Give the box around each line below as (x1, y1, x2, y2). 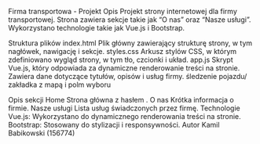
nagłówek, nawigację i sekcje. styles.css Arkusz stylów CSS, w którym (8, 47, 237, 56)
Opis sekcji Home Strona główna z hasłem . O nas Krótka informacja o (8, 95, 234, 104)
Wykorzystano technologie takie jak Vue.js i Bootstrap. (8, 23, 185, 32)
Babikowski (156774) (8, 128, 75, 138)
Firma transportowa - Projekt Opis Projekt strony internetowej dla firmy (8, 7, 237, 16)
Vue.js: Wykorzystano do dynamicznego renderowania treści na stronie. (8, 112, 241, 121)
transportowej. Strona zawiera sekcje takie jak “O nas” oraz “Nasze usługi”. (8, 15, 251, 24)
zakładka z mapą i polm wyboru (8, 80, 112, 89)
